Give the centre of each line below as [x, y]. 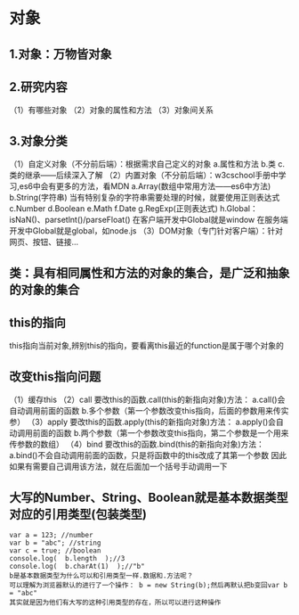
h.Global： [238, 209]
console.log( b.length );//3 [67, 559]
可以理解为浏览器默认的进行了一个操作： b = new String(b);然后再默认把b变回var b [149, 586]
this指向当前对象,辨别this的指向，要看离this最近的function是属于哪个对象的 [147, 346]
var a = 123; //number [51, 536]
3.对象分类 [39, 140]
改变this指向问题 [55, 377]
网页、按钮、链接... [44, 242]
